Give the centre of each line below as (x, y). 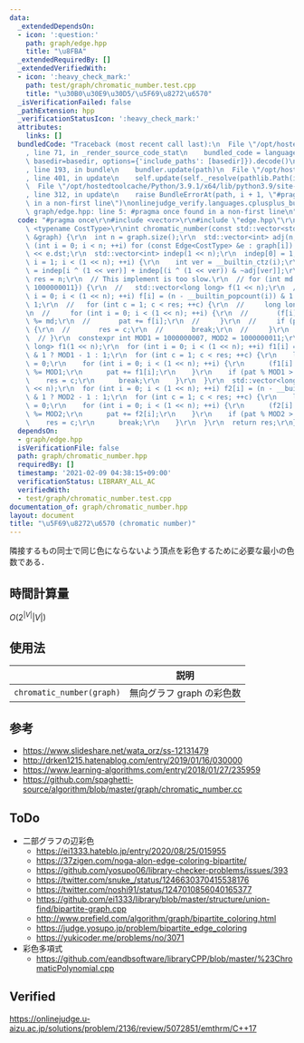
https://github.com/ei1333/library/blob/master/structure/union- (153, 900)
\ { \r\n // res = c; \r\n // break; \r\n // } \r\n (157, 330)
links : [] (44, 136)
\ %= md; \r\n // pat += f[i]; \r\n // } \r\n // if (155, 322)
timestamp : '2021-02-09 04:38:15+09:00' (95, 473)
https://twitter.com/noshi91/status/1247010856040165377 (144, 890)
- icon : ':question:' (58, 34)
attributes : (40, 128)
